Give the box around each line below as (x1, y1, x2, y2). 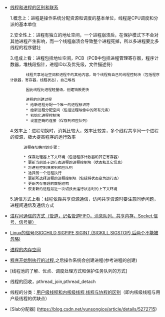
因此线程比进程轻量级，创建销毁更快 (25, 87, 89, 92)
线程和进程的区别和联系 (9, 5, 58, 10)
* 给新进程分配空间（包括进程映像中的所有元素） (25, 108, 112, 113)
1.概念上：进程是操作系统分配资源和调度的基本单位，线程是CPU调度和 (9, 15, 154, 21)
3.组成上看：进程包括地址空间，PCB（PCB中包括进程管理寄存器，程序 (9, 55, 154, 61)
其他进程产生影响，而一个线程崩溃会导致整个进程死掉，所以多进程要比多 (9, 38, 159, 44)
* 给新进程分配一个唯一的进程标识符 (25, 102, 90, 107)
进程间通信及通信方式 (9, 202, 54, 208)
